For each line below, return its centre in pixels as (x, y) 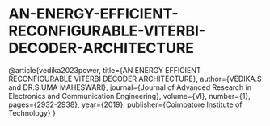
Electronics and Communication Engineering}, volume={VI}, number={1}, (129, 96)
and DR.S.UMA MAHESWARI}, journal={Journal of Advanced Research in (130, 87)
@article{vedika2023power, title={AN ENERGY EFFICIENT (105, 70)
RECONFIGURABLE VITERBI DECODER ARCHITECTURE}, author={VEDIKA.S (135, 79)
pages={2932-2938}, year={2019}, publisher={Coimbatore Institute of (125, 104)
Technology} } (32, 112)
